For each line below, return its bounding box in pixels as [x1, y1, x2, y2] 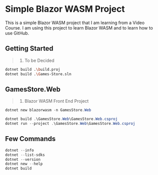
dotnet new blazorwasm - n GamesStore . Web [5, 108, 92, 113]
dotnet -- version [5, 157, 41, 162]
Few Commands [5, 135, 56, 143]
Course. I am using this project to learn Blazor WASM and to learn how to [5, 25, 154, 30]
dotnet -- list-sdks [5, 152, 45, 157]
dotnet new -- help [5, 161, 43, 167]
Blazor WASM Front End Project [24, 98, 89, 104]
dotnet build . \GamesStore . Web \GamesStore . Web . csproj [5, 117, 118, 121]
